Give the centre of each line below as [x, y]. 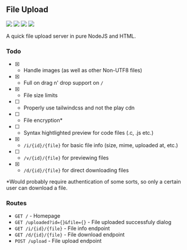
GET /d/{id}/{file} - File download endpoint [70, 235]
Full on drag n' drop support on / [63, 83]
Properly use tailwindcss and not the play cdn [79, 108]
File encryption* [43, 121]
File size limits [40, 95]
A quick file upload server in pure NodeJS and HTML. [71, 36]
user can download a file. [37, 188]
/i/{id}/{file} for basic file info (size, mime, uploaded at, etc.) [101, 145]
